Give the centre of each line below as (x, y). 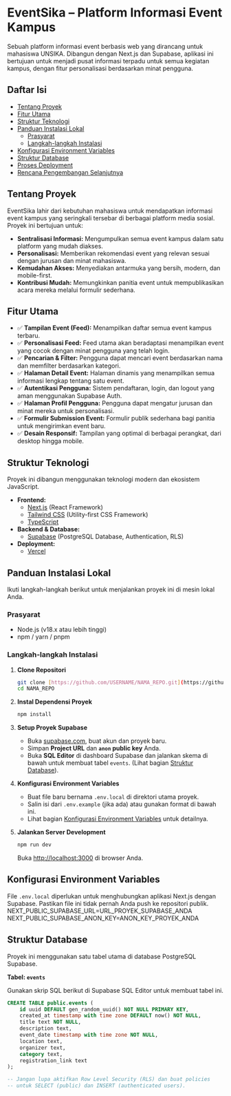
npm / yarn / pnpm (43, 637)
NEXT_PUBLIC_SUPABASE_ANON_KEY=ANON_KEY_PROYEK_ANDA (103, 918)
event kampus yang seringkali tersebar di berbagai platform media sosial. (111, 218)
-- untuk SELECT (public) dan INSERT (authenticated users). (97, 1086)
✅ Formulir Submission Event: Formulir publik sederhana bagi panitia (116, 419)
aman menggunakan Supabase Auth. (69, 396)
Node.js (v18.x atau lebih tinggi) (62, 630)
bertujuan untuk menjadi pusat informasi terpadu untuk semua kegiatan (108, 61)
